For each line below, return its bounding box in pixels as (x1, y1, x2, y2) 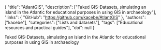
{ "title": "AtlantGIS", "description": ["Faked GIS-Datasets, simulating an (4, 4, 146, 10)
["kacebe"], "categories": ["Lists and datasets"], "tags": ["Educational (4, 19, 144, 25)
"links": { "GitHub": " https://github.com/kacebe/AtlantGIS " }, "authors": (4, 15, 146, 20)
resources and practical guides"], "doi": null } (4, 25, 95, 31)
